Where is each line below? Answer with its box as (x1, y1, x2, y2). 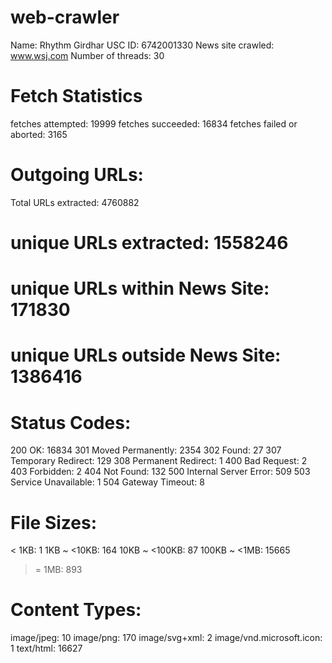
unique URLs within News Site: (10, 277, 270, 300)
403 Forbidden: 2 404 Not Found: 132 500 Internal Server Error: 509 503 (10, 466, 311, 478)
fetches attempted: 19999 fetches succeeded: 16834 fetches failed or (10, 117, 298, 130)
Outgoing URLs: (10, 164, 144, 186)
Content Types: (10, 599, 142, 621)
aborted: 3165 (10, 128, 68, 140)
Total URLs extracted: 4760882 (10, 196, 140, 208)
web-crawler (10, 6, 120, 29)
